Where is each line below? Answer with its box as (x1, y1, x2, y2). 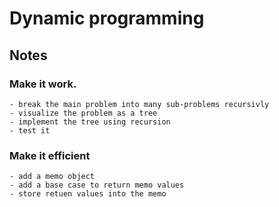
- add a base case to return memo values (9, 180, 185, 191)
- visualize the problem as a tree (9, 108, 158, 118)
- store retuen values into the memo (9, 189, 167, 199)
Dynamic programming (9, 7, 205, 30)
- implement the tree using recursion (9, 117, 171, 127)
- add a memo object (9, 172, 96, 182)
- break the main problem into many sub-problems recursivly (9, 99, 270, 109)
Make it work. (9, 77, 77, 91)
